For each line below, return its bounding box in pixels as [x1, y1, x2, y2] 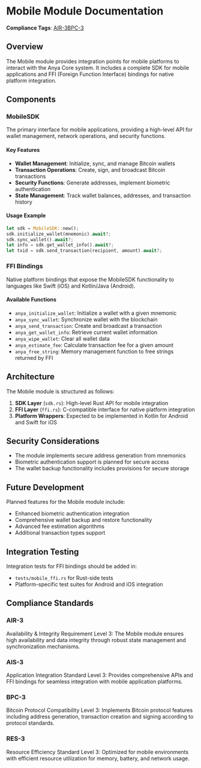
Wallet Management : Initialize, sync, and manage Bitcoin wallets [14, 160, 176, 167]
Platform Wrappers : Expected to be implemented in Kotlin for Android [14, 412, 188, 420]
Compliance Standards [6, 598, 94, 608]
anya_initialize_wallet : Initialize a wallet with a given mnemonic [14, 309, 177, 316]
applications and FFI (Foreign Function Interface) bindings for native [6, 71, 174, 78]
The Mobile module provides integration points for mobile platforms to [6, 57, 179, 65]
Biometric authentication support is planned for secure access [14, 458, 169, 465]
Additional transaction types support [14, 529, 106, 537]
